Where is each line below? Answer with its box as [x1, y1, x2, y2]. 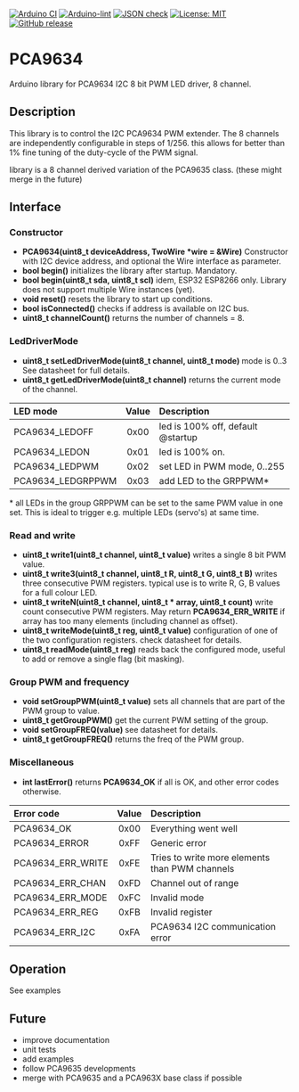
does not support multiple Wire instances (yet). [21, 284, 196, 295]
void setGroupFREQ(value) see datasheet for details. [21, 725, 219, 735]
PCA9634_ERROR [13, 836, 89, 849]
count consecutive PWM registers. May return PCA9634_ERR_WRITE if [21, 606, 286, 617]
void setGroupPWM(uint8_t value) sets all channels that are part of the [21, 696, 286, 707]
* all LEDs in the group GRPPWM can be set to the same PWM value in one [9, 497, 283, 508]
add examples [21, 1054, 74, 1064]
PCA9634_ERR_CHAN [13, 876, 107, 889]
